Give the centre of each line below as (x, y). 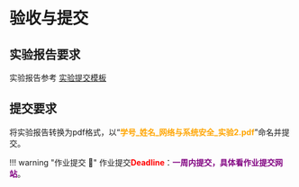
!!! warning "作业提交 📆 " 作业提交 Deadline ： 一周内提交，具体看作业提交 (142, 162)
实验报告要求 (45, 54)
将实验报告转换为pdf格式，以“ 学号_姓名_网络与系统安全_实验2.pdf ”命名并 (145, 132)
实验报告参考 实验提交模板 (58, 78)
